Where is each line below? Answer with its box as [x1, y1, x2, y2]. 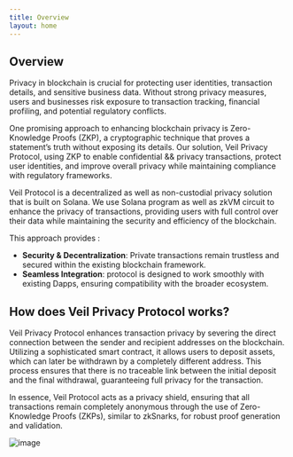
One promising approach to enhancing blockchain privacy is [9, 123, 228, 134]
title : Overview [9, 12, 69, 22]
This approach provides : [9, 232, 100, 244]
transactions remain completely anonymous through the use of [9, 401, 239, 413]
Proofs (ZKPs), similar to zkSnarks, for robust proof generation [52, 411, 281, 422]
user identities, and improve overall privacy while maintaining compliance [9, 161, 276, 171]
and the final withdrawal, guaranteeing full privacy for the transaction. [9, 374, 264, 386]
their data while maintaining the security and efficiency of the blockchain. [9, 216, 277, 226]
